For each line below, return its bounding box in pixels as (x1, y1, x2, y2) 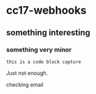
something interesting (6, 28, 91, 38)
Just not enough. (6, 69, 48, 77)
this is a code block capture (6, 59, 82, 65)
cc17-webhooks (6, 4, 86, 17)
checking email (6, 81, 44, 88)
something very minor (6, 46, 72, 54)
